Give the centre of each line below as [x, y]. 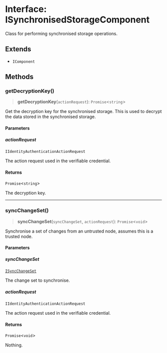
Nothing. [14, 345]
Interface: [26, 9]
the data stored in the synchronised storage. [50, 117]
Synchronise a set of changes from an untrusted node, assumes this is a [79, 231]
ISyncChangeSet [21, 271]
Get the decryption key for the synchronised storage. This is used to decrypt [83, 112]
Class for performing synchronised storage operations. [61, 33]
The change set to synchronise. [38, 280]
